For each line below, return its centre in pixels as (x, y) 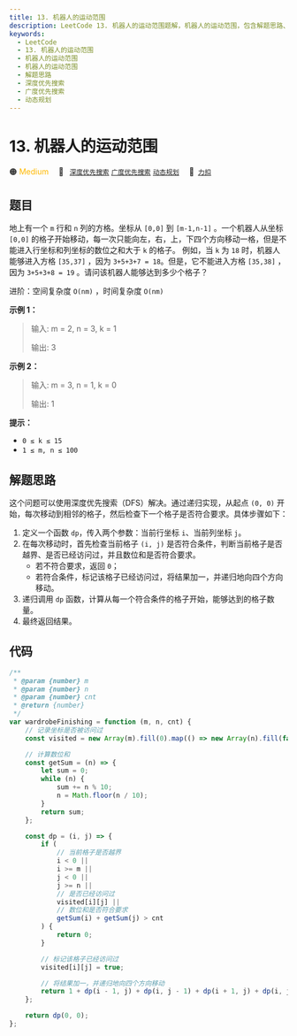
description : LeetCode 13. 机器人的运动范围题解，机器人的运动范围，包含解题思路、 (149, 26)
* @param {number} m (51, 681)
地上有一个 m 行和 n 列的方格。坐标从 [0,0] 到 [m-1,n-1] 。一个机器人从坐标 (147, 228)
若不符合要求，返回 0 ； (77, 565)
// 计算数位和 (48, 754)
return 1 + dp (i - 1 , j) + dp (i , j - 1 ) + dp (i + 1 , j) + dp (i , (162, 992)
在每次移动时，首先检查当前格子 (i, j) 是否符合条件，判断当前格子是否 (152, 543)
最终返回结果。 (49, 621)
